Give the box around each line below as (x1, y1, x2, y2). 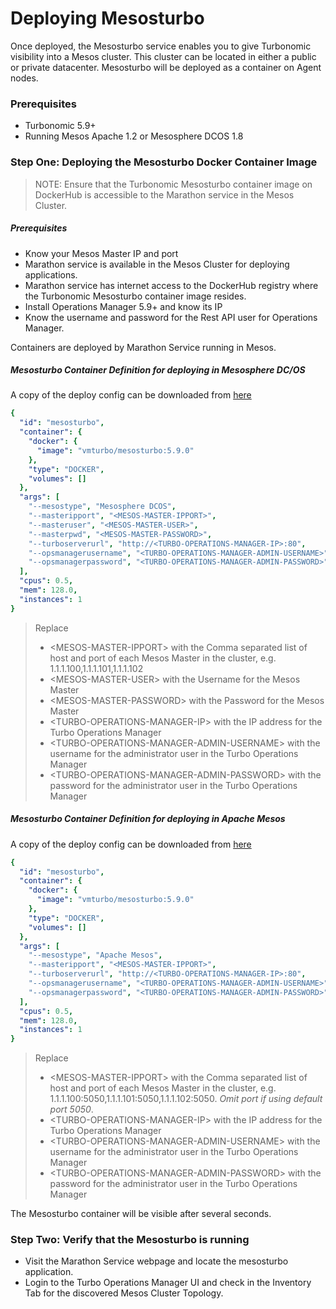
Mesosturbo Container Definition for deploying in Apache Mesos (10, 813, 286, 825)
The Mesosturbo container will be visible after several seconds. (10, 1208, 272, 1220)
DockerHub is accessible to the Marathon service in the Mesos (34, 188, 295, 201)
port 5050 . (49, 1103, 94, 1116)
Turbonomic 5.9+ (24, 120, 97, 132)
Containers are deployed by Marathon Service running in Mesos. (10, 341, 277, 353)
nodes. (10, 72, 39, 84)
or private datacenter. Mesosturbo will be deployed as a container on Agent (10, 61, 322, 73)
